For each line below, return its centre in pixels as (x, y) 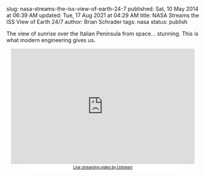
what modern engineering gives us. (51, 40)
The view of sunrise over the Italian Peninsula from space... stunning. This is (102, 34)
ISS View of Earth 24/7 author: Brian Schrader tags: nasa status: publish (97, 22)
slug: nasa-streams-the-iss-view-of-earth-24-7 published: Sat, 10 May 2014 (102, 9)
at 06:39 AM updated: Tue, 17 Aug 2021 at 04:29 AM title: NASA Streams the (103, 15)
